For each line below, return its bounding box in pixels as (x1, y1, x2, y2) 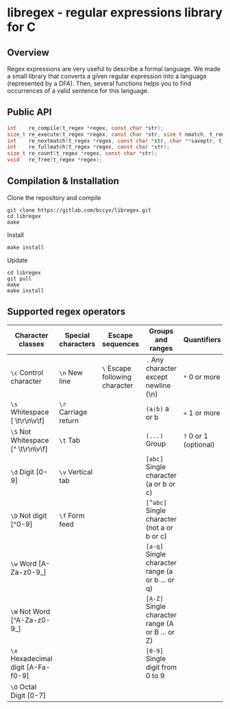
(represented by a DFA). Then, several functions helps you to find (7, 79, 192, 87)
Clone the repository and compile (7, 193, 101, 201)
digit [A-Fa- (10, 662, 51, 672)
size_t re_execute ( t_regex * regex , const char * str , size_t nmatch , (7, 131, 207, 138)
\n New (59, 368, 84, 377)
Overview (7, 47, 50, 58)
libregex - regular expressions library (7, 5, 223, 21)
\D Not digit (10, 510, 47, 520)
